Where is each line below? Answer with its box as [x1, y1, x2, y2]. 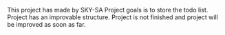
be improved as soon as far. [7, 21, 86, 28]
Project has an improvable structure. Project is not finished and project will [7, 13, 218, 21]
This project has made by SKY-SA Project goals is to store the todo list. [7, 6, 208, 14]
